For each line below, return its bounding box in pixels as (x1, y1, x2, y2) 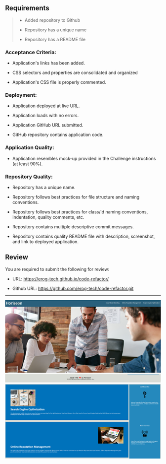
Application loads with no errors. (12, 113, 79, 119)
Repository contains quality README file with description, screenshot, (12, 233, 155, 239)
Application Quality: (5, 144, 54, 151)
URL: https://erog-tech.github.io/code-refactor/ (12, 275, 109, 282)
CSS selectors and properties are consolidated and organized (12, 69, 138, 76)
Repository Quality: (5, 173, 53, 180)
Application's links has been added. (12, 60, 85, 66)
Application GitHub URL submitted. (12, 122, 83, 128)
